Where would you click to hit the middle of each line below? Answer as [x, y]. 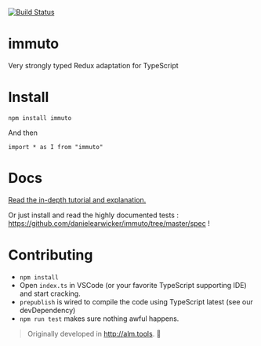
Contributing [51, 255]
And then [23, 133]
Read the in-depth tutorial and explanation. [77, 199]
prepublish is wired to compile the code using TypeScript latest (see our [136, 301]
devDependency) [47, 310]
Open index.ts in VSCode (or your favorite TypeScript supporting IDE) [133, 285]
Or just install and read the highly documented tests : [93, 215]
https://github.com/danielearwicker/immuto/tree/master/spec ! [109, 223]
